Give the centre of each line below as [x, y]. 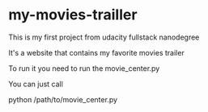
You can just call [36, 84]
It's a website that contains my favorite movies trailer [96, 52]
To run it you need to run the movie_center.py [84, 68]
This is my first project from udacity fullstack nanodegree [104, 37]
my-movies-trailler [73, 15]
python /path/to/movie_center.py [63, 99]
